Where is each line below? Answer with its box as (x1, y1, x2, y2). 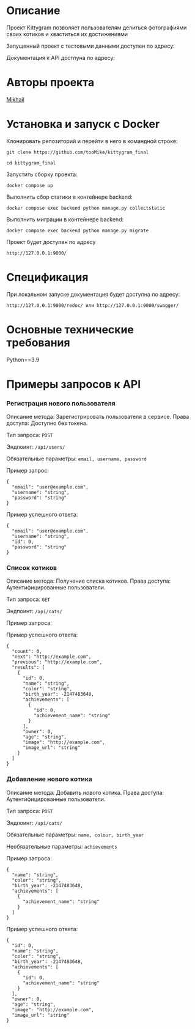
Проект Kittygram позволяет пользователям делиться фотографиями (6, 24, 187, 31)
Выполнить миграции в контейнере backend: (6, 215, 124, 223)
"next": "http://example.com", (12, 654, 92, 660)
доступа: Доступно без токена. (6, 419, 88, 427)
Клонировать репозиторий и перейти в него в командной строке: (6, 137, 178, 144)
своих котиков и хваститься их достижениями (6, 30, 128, 37)
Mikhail (6, 95, 24, 103)
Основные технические (6, 322, 134, 336)
